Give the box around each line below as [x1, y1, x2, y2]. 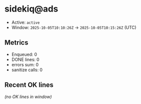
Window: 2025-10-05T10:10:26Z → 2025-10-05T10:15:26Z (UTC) [11, 24, 137, 30]
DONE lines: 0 [11, 57, 40, 62]
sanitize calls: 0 [11, 67, 43, 73]
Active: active [11, 19, 40, 25]
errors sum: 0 [11, 61, 39, 67]
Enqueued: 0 [11, 51, 37, 57]
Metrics [4, 39, 28, 47]
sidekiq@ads [4, 3, 58, 15]
